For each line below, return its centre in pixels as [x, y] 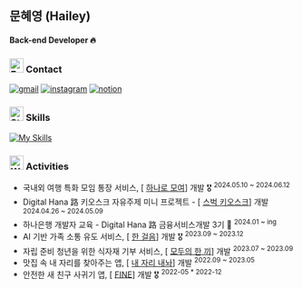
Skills [38, 118]
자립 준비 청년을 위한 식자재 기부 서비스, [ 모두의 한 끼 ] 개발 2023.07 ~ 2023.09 [158, 250]
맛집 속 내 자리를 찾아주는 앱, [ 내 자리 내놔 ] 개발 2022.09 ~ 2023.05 [139, 262]
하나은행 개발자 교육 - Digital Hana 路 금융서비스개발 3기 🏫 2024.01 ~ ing [149, 224]
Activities [48, 166]
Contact [44, 69]
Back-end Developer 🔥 [53, 40]
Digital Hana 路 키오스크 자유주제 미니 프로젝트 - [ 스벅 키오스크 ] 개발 [146, 202]
